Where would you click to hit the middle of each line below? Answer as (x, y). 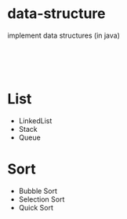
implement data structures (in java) (64, 35)
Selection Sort (42, 199)
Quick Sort (36, 207)
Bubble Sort (38, 191)
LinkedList (35, 120)
